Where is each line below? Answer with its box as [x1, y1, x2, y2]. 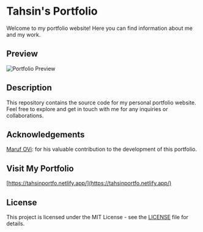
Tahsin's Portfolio [6, 4, 98, 18]
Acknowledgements [6, 129, 85, 140]
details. [6, 220, 25, 227]
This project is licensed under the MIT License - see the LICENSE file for [6, 214, 188, 220]
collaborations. [6, 112, 44, 119]
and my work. [6, 31, 41, 38]
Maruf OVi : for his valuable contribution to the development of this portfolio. [6, 145, 197, 153]
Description [6, 82, 52, 93]
